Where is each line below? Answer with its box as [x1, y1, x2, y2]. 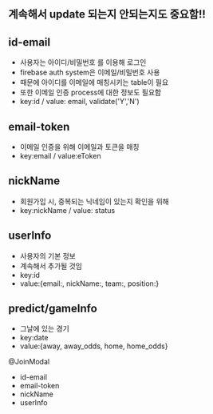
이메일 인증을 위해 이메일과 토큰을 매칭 [19, 143, 140, 152]
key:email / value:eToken [19, 151, 101, 161]
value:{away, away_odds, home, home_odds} [19, 341, 168, 351]
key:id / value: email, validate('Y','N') [19, 97, 140, 107]
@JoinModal [8, 357, 50, 367]
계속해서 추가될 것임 [19, 261, 82, 271]
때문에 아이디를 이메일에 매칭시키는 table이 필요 [19, 78, 169, 87]
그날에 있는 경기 [19, 324, 69, 334]
